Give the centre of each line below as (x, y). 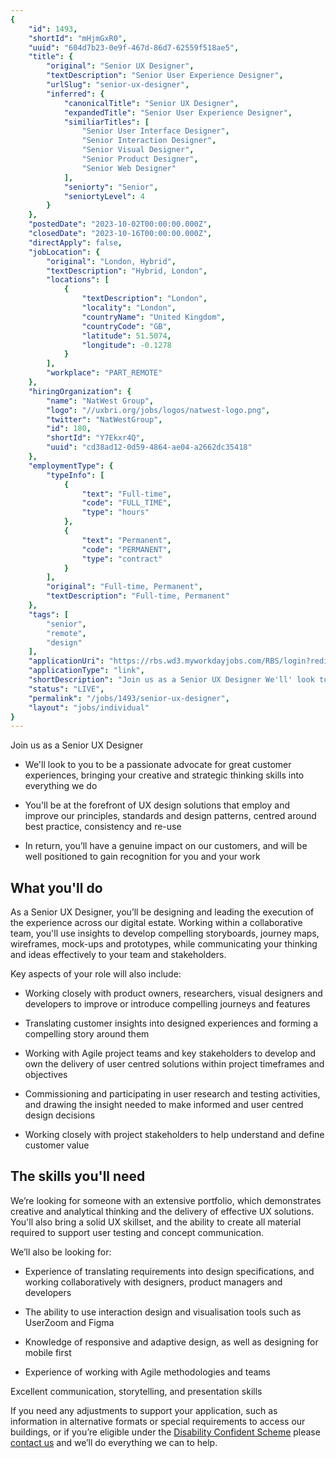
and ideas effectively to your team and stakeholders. (118, 955)
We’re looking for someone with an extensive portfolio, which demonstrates (166, 1200)
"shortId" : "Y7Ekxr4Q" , (95, 438)
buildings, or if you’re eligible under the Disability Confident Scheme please (165, 1432)
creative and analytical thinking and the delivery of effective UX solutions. (162, 1211)
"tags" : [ (49, 614)
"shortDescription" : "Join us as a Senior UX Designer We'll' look (171, 680)
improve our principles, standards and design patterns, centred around (170, 816)
